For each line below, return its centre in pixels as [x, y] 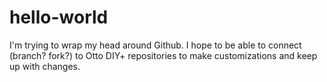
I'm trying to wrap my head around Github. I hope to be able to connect [155, 45]
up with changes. [45, 66]
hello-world [59, 17]
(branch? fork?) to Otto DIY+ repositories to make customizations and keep [163, 55]
